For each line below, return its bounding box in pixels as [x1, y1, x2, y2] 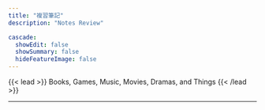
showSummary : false [15, 48, 80, 56]
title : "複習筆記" [8, 11, 65, 20]
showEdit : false [15, 40, 69, 48]
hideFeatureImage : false [15, 55, 97, 63]
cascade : [8, 33, 37, 41]
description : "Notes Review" [8, 19, 104, 27]
